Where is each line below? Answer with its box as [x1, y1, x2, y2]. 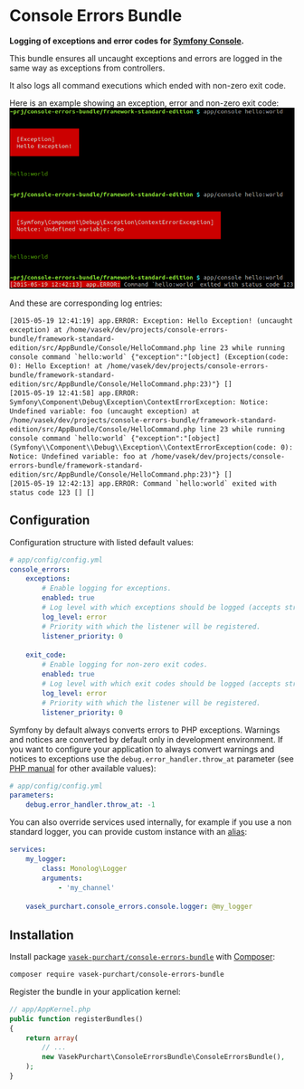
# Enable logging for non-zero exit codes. [42, 660, 208, 669]
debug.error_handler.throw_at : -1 [25, 800, 156, 810]
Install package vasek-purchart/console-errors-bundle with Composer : [9, 952, 276, 962]
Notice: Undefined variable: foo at [9, 451, 147, 461]
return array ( [25, 1033, 79, 1043]
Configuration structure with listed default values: [9, 536, 195, 547]
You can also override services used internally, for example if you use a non [9, 817, 292, 828]
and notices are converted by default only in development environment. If [9, 734, 283, 744]
